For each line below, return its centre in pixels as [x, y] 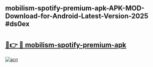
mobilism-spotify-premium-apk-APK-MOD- [75, 8]
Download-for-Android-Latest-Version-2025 [77, 16]
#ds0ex [18, 24]
